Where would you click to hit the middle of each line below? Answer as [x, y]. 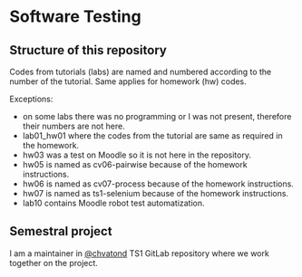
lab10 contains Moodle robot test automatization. [114, 203]
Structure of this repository [88, 50]
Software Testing [76, 17]
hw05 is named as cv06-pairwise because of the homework [135, 164]
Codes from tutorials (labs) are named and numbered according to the [141, 72]
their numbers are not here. [73, 126]
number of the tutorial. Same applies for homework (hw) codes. [128, 81]
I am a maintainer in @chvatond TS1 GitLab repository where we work [139, 253]
